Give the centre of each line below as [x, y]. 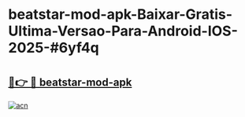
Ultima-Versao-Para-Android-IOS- [123, 31]
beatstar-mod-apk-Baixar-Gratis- [121, 15]
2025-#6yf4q [54, 48]
